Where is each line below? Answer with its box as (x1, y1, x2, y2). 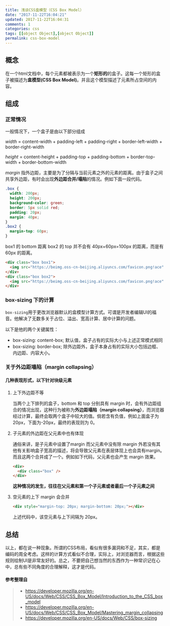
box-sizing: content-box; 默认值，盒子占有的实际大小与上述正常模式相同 (12, 337, 163, 343)
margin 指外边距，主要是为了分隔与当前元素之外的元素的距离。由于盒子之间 (5, 170, 163, 176)
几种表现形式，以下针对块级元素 (5, 377, 72, 383)
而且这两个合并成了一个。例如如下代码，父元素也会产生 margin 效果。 (12, 454, 158, 460)
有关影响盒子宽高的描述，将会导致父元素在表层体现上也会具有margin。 (17, 447, 165, 453)
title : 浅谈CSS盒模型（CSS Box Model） (5, 7, 84, 13)
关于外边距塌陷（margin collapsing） (5, 364, 97, 371)
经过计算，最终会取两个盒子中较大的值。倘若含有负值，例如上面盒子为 (12, 413, 159, 419)
